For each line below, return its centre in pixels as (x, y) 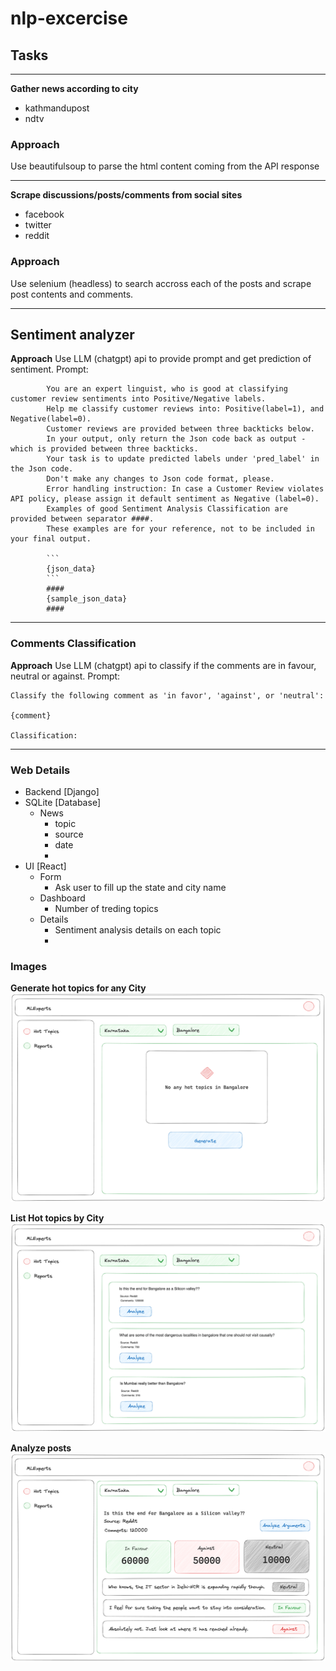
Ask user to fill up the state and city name (140, 887)
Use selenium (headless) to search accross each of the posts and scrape (161, 283)
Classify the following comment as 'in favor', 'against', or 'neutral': (167, 695)
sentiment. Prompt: (49, 369)
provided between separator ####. (82, 519)
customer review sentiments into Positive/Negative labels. (138, 399)
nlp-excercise (69, 18)
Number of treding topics (106, 908)
